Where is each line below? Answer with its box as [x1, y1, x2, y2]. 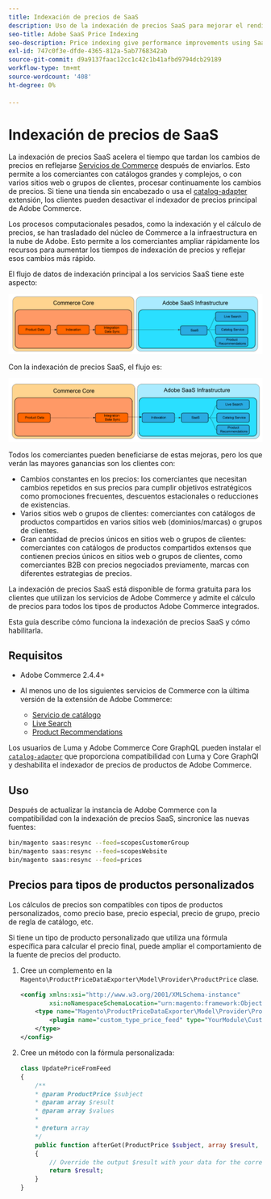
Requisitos [8, 649, 63, 663]
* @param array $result [35, 1099, 115, 1107]
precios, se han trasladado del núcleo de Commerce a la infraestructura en [8, 228, 258, 238]
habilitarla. [8, 625, 44, 635]
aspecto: [8, 278, 38, 288]
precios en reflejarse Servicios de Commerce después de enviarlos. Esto [8, 161, 251, 170]
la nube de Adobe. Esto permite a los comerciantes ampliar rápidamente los [8, 237, 261, 246]
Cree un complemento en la [19, 966, 113, 975]
